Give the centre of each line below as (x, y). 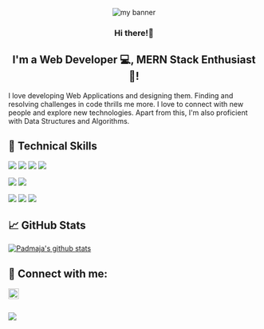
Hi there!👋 (134, 33)
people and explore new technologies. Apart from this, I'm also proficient (128, 113)
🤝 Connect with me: (58, 274)
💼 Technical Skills (53, 147)
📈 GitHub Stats (47, 225)
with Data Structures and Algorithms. (69, 121)
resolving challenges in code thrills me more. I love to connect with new (126, 104)
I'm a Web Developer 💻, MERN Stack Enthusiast (134, 60)
